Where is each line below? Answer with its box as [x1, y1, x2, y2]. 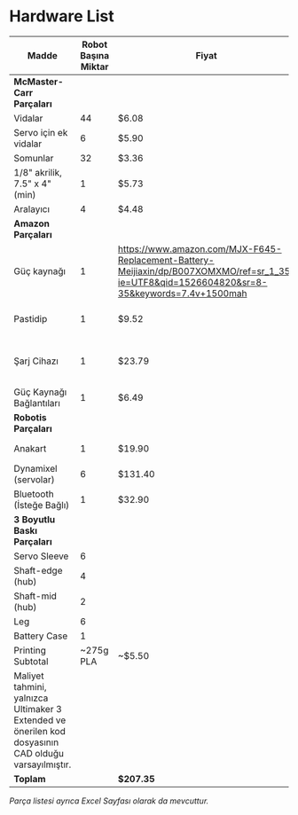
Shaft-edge [13, 564, 63, 576]
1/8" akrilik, [13, 166, 62, 178]
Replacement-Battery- [118, 254, 215, 266]
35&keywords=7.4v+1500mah [118, 286, 247, 299]
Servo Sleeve [13, 550, 69, 562]
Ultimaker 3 [13, 702, 62, 715]
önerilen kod [13, 725, 67, 737]
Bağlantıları [13, 396, 60, 409]
